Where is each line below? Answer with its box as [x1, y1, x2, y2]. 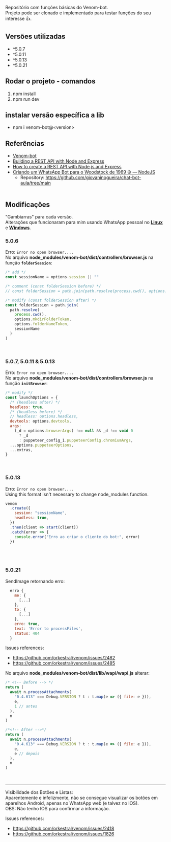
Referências [5, 139, 45, 148]
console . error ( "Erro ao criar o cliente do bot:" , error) [14, 534, 140, 539]
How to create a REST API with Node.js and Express [12, 164, 122, 170]
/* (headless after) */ [10, 400, 60, 405]
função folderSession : [5, 260, 52, 266]
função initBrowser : [5, 381, 48, 387]
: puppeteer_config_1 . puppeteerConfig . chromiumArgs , [18, 437, 133, 443]
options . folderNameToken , [14, 322, 70, 327]
